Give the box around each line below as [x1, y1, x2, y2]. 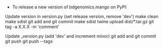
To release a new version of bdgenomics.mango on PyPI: [12, 4, 127, 10]
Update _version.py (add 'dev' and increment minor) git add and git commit [5, 33, 157, 39]
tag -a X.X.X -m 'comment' [5, 24, 60, 30]
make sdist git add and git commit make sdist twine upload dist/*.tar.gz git [5, 19, 154, 24]
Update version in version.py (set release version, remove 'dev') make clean [5, 14, 159, 19]
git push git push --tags [5, 38, 53, 44]
